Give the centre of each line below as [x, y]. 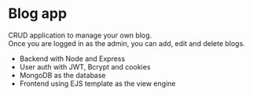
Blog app [38, 14]
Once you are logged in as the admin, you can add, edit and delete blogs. [126, 43]
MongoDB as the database [62, 75]
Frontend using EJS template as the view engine [97, 84]
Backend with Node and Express [72, 59]
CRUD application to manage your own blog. [80, 35]
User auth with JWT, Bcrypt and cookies [85, 66]
